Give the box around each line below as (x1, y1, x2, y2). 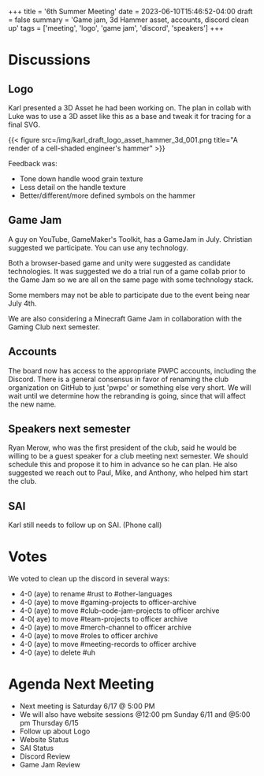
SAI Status (19, 744, 54, 753)
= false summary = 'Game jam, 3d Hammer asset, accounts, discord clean (8, 15, 250, 24)
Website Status (19, 735, 69, 744)
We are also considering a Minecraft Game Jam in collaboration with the (8, 314, 243, 323)
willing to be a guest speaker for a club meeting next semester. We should (8, 451, 248, 461)
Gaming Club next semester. (8, 322, 101, 332)
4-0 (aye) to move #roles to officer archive (19, 631, 158, 640)
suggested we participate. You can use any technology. (8, 243, 189, 252)
